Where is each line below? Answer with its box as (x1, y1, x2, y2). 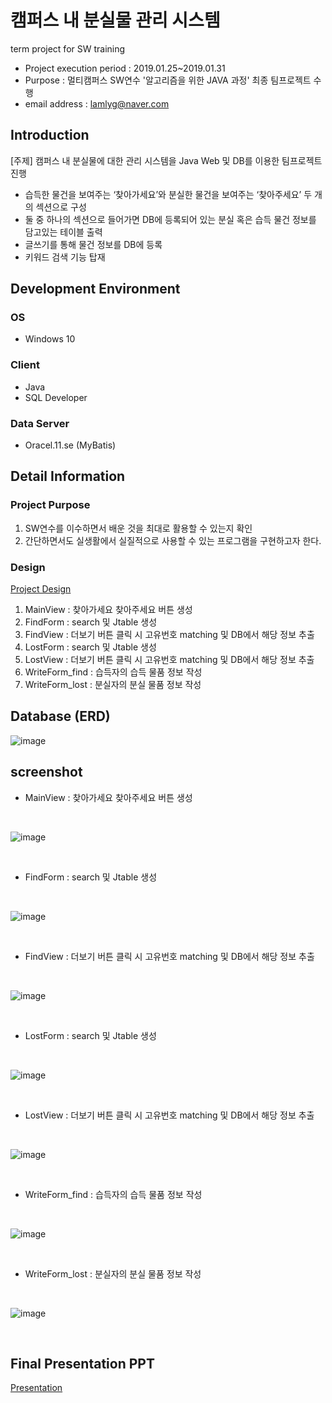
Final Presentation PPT (10, 1356, 155, 1373)
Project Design (10, 583, 72, 595)
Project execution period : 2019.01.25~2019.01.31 (24, 62, 226, 74)
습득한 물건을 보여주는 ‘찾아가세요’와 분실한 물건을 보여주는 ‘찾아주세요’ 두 (24, 188, 313, 200)
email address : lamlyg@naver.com (24, 97, 170, 110)
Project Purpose (10, 498, 91, 512)
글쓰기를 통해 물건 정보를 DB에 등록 (24, 238, 163, 250)
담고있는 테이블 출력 (24, 226, 103, 238)
